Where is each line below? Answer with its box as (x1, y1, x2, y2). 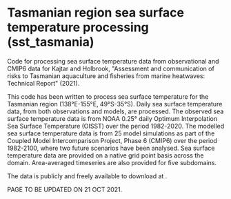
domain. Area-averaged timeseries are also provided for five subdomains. (7, 158, 217, 167)
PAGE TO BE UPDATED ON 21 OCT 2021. (7, 185, 123, 193)
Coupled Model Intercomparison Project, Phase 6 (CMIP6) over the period (7, 136, 217, 144)
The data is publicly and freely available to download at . (7, 171, 168, 180)
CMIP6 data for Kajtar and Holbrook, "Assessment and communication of (7, 64, 215, 73)
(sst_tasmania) (7, 35, 94, 50)
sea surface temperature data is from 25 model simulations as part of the (7, 129, 215, 138)
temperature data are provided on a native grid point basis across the (7, 151, 204, 160)
